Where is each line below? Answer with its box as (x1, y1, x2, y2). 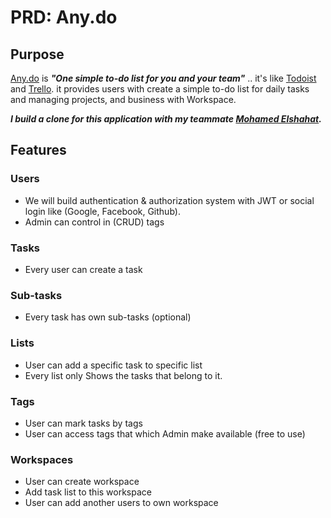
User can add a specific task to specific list (24, 359, 203, 371)
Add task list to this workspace (24, 486, 152, 498)
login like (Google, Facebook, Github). (24, 205, 181, 217)
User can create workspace (24, 476, 140, 488)
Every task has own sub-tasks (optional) (24, 311, 192, 323)
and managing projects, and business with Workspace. (10, 94, 237, 105)
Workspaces (10, 452, 74, 466)
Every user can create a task (24, 263, 143, 275)
